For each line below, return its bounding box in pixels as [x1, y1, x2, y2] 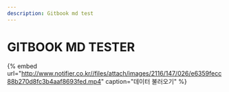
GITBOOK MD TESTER [7, 39, 135, 55]
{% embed [7, 62, 38, 70]
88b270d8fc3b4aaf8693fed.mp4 [7, 77, 102, 85]
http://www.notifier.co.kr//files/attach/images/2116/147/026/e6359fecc [21, 69, 222, 77]
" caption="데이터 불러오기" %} [100, 77, 187, 85]
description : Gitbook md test [7, 10, 94, 17]
